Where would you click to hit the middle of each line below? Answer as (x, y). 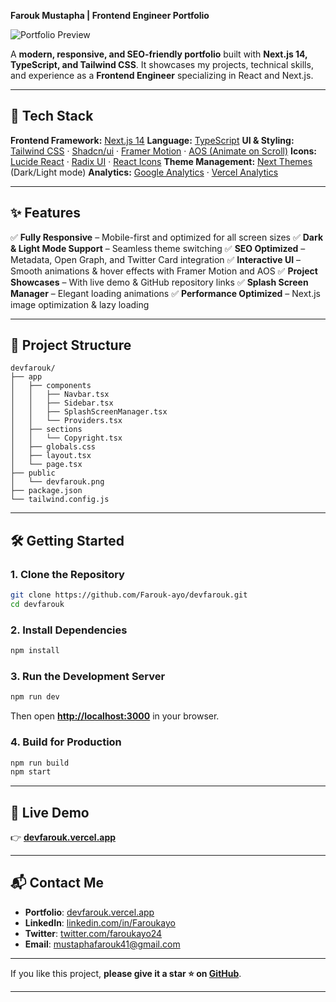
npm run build (40, 763)
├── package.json (46, 491)
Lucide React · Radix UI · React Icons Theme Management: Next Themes (161, 161)
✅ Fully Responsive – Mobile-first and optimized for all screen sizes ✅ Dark (167, 237)
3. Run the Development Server (88, 676)
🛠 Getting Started (67, 540)
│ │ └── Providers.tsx (66, 421)
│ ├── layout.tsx (51, 456)
